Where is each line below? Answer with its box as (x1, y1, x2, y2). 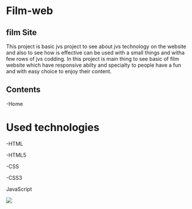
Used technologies (6, 121, 100, 134)
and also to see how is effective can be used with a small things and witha (6, 49, 185, 56)
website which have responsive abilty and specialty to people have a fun (6, 61, 181, 68)
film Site (6, 28, 37, 37)
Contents (6, 85, 41, 95)
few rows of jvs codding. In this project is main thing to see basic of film (6, 56, 180, 62)
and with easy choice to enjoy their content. (6, 68, 112, 74)
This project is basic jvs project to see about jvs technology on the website (6, 43, 187, 50)
